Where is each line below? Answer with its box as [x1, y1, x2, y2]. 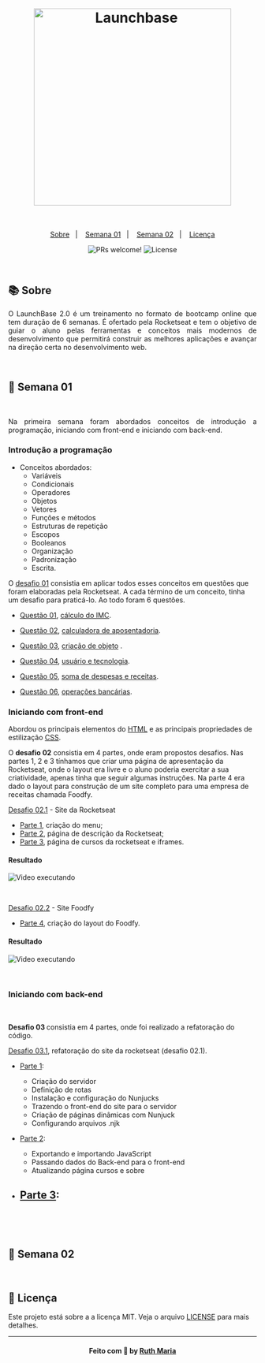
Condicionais [31, 479, 75, 489]
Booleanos [31, 538, 67, 547]
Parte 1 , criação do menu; [19, 821, 103, 830]
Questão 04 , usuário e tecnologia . [19, 656, 130, 665]
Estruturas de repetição [31, 521, 108, 531]
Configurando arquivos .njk [31, 1118, 121, 1127]
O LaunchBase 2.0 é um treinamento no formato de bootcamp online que [8, 308, 257, 318]
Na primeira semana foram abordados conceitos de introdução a [8, 416, 257, 426]
